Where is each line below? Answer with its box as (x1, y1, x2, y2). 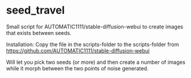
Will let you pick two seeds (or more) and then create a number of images (6, 58, 186, 66)
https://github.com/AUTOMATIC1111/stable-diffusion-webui (6, 47, 150, 54)
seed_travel (6, 4, 65, 17)
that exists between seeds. (6, 29, 72, 36)
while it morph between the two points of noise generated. (6, 64, 149, 71)
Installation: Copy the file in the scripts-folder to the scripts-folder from (6, 41, 179, 48)
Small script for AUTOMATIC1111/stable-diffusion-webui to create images (6, 23, 183, 30)
